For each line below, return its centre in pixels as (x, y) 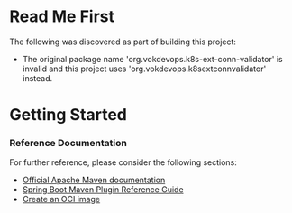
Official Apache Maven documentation (94, 180)
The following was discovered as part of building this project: (123, 42)
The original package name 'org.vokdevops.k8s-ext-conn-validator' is (152, 59)
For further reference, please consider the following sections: (123, 162)
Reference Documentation (68, 144)
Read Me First (62, 17)
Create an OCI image (61, 199)
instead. (37, 78)
